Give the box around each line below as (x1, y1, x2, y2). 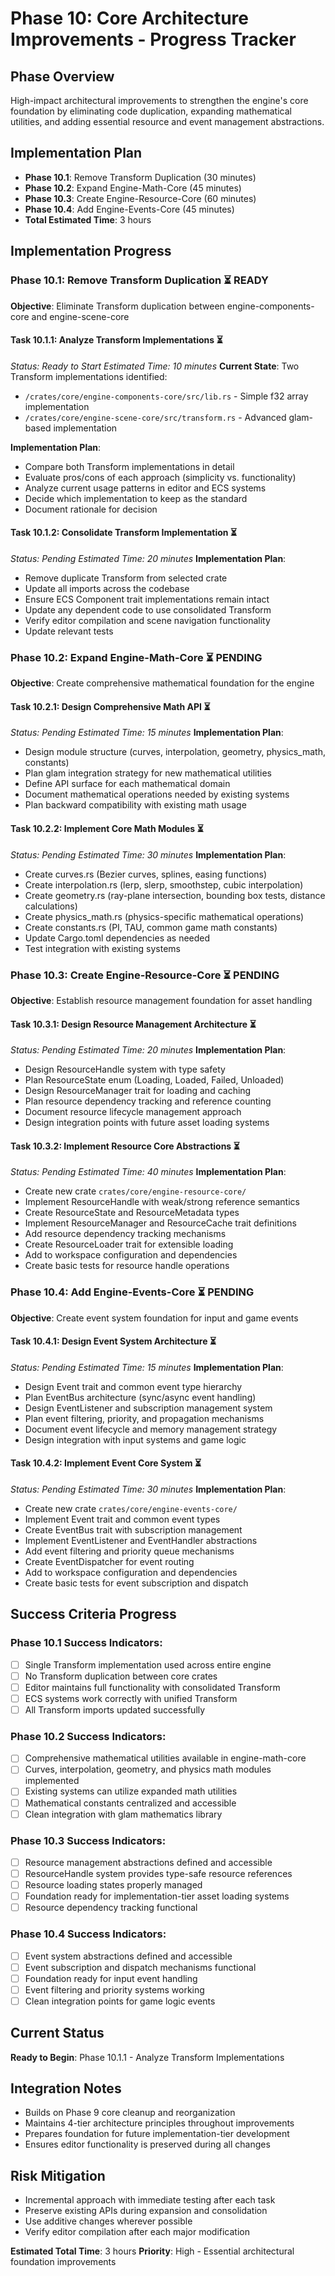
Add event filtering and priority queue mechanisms (24, 1545, 235, 1557)
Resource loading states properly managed (24, 1879, 203, 1891)
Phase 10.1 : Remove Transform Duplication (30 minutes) (24, 171, 257, 183)
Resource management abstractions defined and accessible (24, 1856, 273, 1868)
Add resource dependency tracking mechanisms (24, 1228, 227, 1240)
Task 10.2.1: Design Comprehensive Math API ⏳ (10, 700, 211, 712)
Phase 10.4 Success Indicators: (10, 1927, 167, 1941)
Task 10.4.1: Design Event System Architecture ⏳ (10, 1335, 217, 1347)
